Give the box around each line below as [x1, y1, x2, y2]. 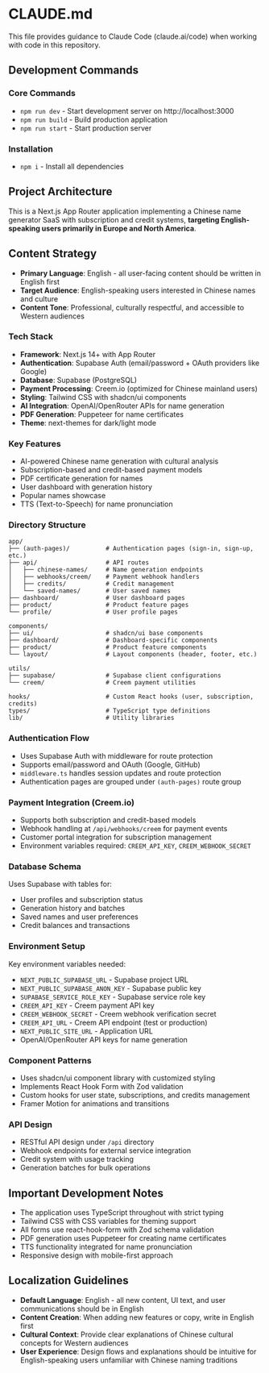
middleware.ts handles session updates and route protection [19, 768, 221, 778]
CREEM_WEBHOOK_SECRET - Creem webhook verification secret [19, 1009, 217, 1018]
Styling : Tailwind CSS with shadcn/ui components [19, 392, 187, 401]
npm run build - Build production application [19, 114, 168, 124]
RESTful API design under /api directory [19, 1138, 155, 1147]
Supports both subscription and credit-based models [19, 815, 197, 825]
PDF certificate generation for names [19, 473, 143, 484]
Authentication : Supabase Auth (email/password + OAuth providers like [19, 358, 260, 368]
